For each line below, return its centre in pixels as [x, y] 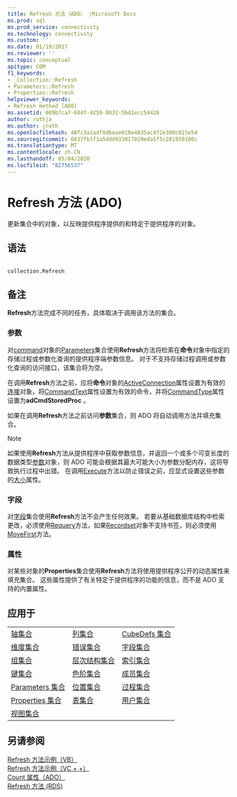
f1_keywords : [27, 73]
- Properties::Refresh [41, 93]
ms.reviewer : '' [31, 54]
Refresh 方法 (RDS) [35, 786]
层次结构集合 [93, 661]
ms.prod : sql [27, 21]
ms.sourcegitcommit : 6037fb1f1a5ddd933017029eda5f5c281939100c [103, 139]
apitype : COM [27, 67]
